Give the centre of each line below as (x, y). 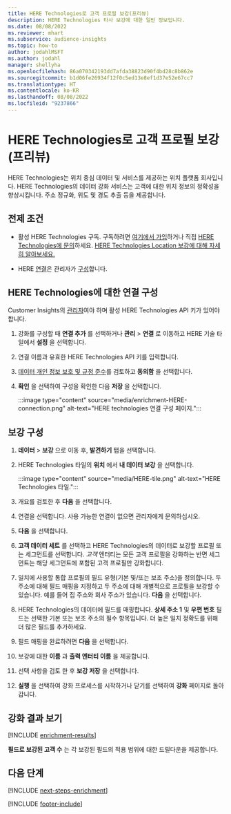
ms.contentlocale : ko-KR (43, 91)
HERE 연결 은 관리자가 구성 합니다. (62, 268)
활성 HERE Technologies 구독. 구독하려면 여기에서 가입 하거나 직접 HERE (116, 236)
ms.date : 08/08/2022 (38, 26)
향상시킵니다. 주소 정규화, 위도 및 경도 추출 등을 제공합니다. (87, 195)
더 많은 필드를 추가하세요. (52, 627)
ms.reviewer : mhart (36, 33)
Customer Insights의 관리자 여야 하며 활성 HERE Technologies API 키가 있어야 (114, 310)
